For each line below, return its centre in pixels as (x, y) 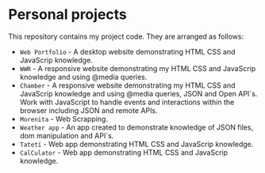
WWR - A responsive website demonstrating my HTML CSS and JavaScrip (138, 68)
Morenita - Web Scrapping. (64, 118)
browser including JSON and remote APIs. (88, 110)
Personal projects (67, 15)
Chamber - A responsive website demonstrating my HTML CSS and (127, 85)
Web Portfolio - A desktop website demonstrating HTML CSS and (127, 51)
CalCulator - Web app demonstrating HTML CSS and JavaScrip (124, 152)
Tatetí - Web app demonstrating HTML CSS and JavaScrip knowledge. (136, 144)
